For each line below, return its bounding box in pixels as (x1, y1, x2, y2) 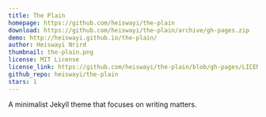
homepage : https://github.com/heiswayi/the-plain (8, 19, 176, 27)
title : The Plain (8, 11, 66, 20)
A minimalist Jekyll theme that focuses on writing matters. (8, 100, 197, 109)
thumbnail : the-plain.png (8, 48, 93, 56)
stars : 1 (8, 77, 37, 85)
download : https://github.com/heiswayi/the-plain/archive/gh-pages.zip (8, 26, 249, 34)
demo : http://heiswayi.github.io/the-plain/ (8, 33, 158, 42)
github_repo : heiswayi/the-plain (8, 70, 119, 78)
